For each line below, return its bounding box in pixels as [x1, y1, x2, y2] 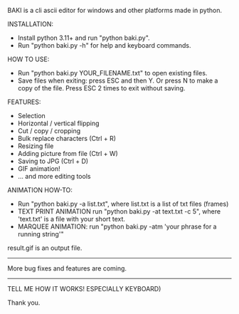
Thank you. [7, 298, 41, 307]
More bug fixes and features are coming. [7, 264, 127, 273]
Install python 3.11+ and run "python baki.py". [17, 33, 151, 42]
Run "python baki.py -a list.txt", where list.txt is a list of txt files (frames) [17, 199, 229, 208]
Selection [17, 112, 46, 120]
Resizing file [17, 142, 54, 150]
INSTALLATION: [7, 20, 54, 28]
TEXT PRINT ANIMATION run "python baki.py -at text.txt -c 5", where [17, 207, 221, 216]
